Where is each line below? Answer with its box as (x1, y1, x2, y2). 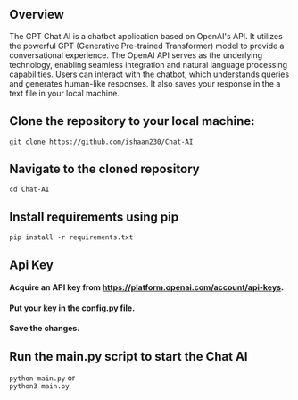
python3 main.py (9, 382, 70, 391)
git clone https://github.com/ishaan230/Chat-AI (9, 137, 194, 146)
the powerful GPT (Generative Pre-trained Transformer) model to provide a (9, 40, 285, 51)
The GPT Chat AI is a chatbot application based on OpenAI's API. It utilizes (9, 30, 283, 41)
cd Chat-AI (9, 185, 50, 195)
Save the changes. (9, 323, 80, 334)
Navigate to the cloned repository (9, 162, 200, 177)
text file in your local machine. (9, 87, 120, 98)
